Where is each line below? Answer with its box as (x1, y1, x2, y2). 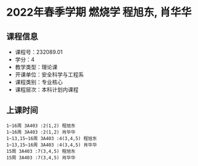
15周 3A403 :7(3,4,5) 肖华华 (6, 155, 76, 161)
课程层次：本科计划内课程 (14, 86, 79, 93)
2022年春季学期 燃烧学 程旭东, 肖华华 (6, 5, 192, 19)
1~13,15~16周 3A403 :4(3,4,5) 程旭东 (6, 135, 97, 141)
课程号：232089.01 (14, 49, 63, 55)
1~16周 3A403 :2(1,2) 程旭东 (6, 123, 76, 129)
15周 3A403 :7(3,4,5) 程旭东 (6, 148, 76, 154)
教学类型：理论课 (14, 64, 58, 70)
